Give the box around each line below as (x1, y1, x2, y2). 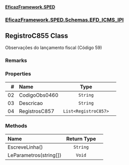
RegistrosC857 (19, 108, 55, 114)
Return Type (66, 135, 96, 142)
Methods (5, 122, 27, 129)
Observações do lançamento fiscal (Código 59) (5, 45, 102, 51)
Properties (5, 70, 31, 77)
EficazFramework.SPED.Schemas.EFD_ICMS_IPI (5, 16, 124, 23)
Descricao (19, 100, 43, 107)
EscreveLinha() (7, 144, 43, 151)
